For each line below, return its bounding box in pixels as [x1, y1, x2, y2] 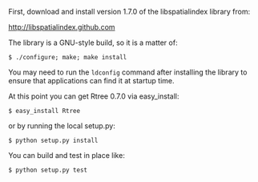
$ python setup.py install [8, 136, 99, 144]
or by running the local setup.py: [8, 121, 116, 131]
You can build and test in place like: [8, 151, 126, 160]
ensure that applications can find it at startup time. [8, 76, 175, 85]
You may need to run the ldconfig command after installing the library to [8, 67, 248, 77]
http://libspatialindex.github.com [8, 22, 115, 31]
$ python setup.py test [8, 166, 88, 174]
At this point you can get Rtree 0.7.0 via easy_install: [8, 91, 179, 101]
